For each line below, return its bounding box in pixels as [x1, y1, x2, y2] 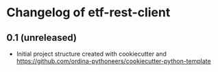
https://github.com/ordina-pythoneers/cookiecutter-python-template [16, 57, 211, 65]
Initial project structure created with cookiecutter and [16, 50, 167, 58]
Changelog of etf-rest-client [6, 5, 171, 20]
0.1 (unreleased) [6, 32, 77, 43]
